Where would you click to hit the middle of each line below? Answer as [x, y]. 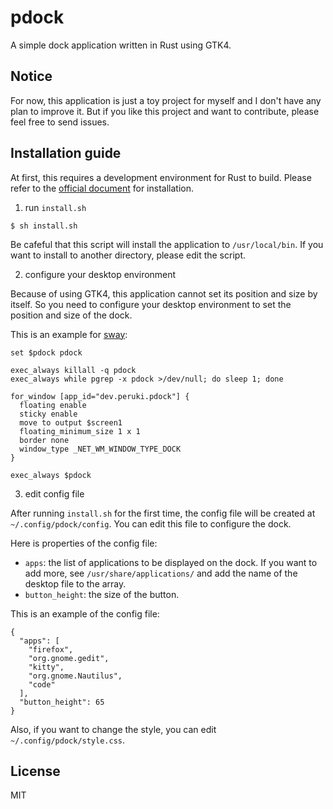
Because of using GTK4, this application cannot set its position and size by [164, 293]
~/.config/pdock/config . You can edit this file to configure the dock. [151, 523]
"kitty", [46, 667]
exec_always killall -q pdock [73, 370]
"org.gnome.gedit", [69, 658]
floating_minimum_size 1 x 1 [80, 431]
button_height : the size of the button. [102, 594]
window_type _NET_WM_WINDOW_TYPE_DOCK [100, 449]
